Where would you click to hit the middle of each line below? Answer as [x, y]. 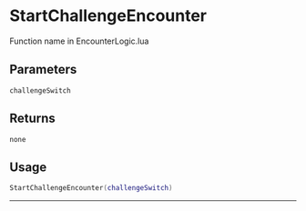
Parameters [43, 70]
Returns [33, 119]
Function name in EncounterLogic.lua [79, 41]
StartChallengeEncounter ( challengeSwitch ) [91, 188]
